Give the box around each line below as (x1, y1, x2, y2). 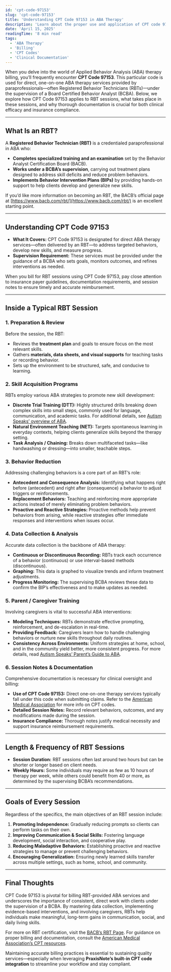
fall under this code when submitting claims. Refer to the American (12, 696, 153, 702)
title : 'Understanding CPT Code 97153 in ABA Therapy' (5, 17, 124, 22)
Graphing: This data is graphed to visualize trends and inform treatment (12, 568, 164, 574)
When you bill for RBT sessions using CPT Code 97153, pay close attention (5, 274, 162, 279)
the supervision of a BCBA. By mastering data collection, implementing (5, 903, 154, 909)
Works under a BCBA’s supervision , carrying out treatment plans (12, 166, 150, 173)
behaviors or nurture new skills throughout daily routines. (12, 635, 133, 641)
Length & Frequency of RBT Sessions (5, 743, 125, 751)
